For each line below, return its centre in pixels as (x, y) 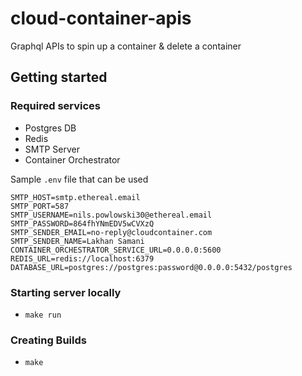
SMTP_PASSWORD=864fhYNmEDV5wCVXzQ (82, 223)
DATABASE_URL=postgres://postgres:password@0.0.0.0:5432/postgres (151, 267)
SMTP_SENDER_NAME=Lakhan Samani (77, 241)
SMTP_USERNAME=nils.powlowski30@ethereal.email (111, 215)
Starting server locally (66, 292)
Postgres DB (50, 128)
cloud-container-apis (101, 18)
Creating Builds (48, 340)
